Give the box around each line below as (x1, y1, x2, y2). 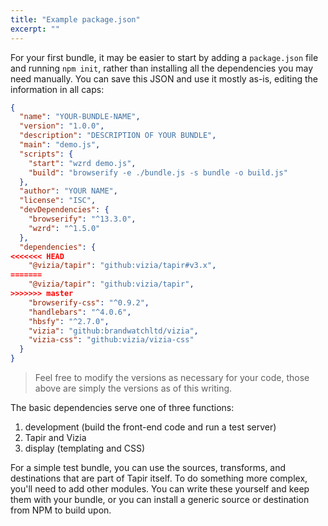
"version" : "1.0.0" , (19, 121, 105, 131)
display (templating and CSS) (24, 442, 146, 454)
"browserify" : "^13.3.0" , (28, 214, 137, 224)
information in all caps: (10, 83, 105, 95)
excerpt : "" (10, 24, 60, 34)
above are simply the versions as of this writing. (34, 382, 233, 394)
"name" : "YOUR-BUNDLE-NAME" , (19, 112, 141, 122)
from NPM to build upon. (10, 504, 112, 516)
